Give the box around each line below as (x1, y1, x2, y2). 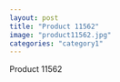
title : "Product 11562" (9, 22, 100, 31)
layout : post (9, 13, 59, 23)
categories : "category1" (9, 38, 104, 48)
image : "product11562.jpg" (9, 30, 112, 39)
